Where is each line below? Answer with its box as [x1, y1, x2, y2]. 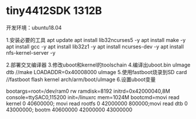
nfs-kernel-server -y [6, 49, 56, 56]
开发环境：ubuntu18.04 [6, 24, 62, 31]
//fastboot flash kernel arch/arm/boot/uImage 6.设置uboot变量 [6, 76, 156, 83]
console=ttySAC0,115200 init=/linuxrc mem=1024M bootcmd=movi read [6, 93, 180, 100]
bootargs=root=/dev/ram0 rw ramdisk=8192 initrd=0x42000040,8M [6, 87, 171, 94]
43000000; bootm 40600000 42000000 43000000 [6, 106, 133, 113]
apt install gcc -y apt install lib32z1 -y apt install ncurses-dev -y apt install [6, 43, 184, 50]
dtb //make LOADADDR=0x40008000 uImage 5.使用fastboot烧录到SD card [6, 68, 187, 75]
